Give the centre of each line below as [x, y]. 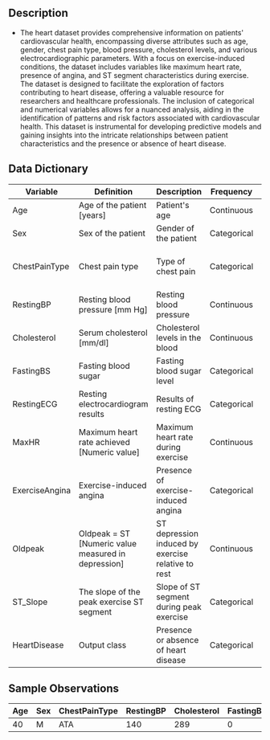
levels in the [179, 337]
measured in [102, 554]
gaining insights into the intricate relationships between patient [124, 135]
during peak [179, 607]
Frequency [231, 191]
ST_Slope [30, 602]
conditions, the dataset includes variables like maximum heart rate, [131, 67]
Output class [102, 644]
